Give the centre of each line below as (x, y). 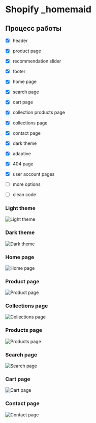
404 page (23, 164)
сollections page (30, 123)
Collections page (27, 306)
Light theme (20, 208)
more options (26, 184)
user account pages (34, 174)
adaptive (22, 153)
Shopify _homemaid (48, 9)
